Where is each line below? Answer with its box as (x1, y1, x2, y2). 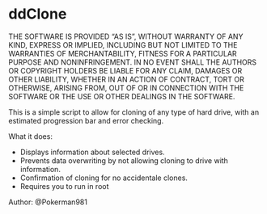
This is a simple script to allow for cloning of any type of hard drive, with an (8, 107, 260, 117)
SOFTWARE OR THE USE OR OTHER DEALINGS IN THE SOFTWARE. (8, 91, 235, 101)
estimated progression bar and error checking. (8, 115, 164, 125)
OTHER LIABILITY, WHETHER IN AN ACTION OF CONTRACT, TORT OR (8, 74, 244, 84)
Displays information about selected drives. (19, 147, 165, 157)
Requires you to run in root (19, 181, 109, 191)
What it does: (8, 131, 53, 141)
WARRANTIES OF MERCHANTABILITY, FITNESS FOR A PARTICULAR (8, 48, 237, 58)
